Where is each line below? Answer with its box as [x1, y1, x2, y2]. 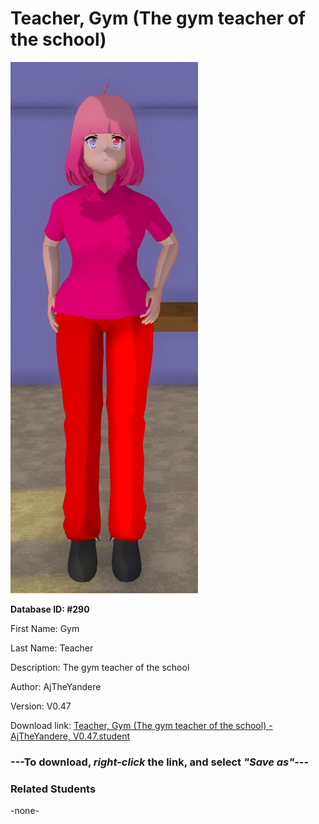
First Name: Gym [10, 622, 80, 634]
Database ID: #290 [10, 603, 90, 615]
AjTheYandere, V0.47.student [10, 730, 131, 742]
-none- [10, 805, 40, 817]
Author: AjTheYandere [10, 680, 102, 692]
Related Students [10, 782, 97, 796]
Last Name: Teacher [10, 642, 94, 654]
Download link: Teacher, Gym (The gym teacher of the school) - [10, 719, 273, 731]
